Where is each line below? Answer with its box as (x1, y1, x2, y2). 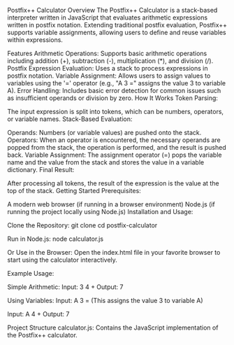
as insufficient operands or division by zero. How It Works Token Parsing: (7, 94, 219, 102)
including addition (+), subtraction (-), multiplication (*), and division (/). (7, 57, 214, 65)
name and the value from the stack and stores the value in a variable (7, 158, 205, 167)
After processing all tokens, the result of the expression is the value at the (7, 179, 219, 188)
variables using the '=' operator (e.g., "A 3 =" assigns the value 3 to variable (7, 79, 226, 87)
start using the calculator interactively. (7, 255, 117, 264)
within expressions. (7, 36, 63, 44)
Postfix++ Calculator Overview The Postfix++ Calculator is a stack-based (7, 6, 218, 14)
